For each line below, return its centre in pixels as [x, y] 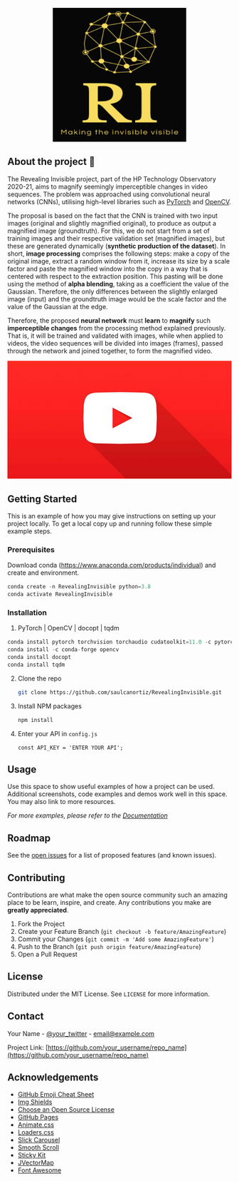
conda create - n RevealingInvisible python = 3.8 [79, 587]
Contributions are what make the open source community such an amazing [117, 895]
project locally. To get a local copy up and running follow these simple [110, 523]
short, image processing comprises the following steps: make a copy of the [118, 253]
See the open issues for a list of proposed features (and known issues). [112, 855]
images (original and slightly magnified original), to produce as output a [112, 223]
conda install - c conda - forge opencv [63, 650]
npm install [35, 720]
